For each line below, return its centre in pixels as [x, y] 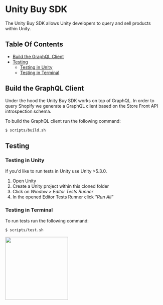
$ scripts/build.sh [26, 130]
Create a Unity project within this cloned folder [61, 186]
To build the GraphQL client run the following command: [63, 121]
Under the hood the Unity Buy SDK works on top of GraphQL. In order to [80, 100]
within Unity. [18, 28]
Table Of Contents [34, 45]
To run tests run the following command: [47, 221]
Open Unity [24, 181]
